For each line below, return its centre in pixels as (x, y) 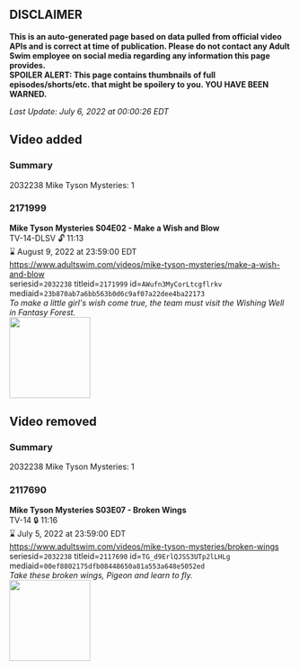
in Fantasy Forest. (43, 312)
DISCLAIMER (46, 15)
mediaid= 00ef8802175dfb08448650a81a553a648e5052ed (107, 566)
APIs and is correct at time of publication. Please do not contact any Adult (149, 46)
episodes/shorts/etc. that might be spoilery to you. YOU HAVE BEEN (139, 84)
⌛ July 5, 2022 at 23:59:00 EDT (68, 533)
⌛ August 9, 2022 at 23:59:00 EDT (73, 251)
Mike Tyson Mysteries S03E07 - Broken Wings (98, 510)
